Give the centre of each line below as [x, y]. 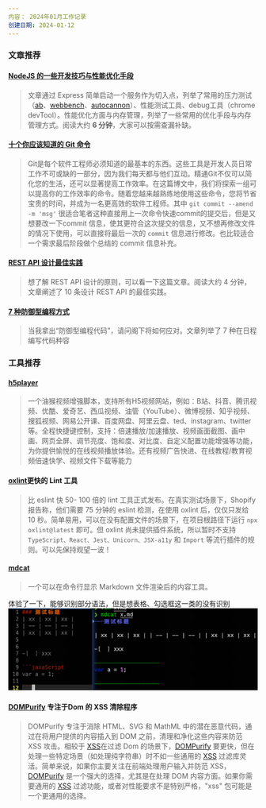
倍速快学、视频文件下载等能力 [83, 461]
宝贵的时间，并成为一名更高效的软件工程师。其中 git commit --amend [140, 203]
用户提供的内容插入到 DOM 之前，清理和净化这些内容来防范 [146, 736]
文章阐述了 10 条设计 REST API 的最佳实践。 [99, 292]
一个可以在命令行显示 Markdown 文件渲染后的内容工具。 [120, 586]
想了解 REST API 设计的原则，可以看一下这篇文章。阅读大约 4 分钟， [139, 282]
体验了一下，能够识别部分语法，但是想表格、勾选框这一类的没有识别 [119, 603]
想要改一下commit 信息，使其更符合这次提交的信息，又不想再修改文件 [141, 223]
